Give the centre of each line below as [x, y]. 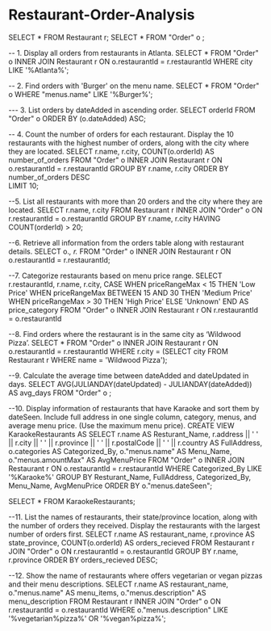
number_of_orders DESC [49, 177]
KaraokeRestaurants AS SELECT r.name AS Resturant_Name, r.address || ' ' [133, 434]
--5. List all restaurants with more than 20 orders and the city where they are [135, 201]
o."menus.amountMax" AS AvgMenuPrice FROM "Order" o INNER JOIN [126, 460]
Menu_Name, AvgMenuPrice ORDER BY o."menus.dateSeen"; [110, 486]
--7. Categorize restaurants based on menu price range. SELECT [116, 276]
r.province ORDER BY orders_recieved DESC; [83, 560]
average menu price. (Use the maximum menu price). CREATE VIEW [122, 425]
